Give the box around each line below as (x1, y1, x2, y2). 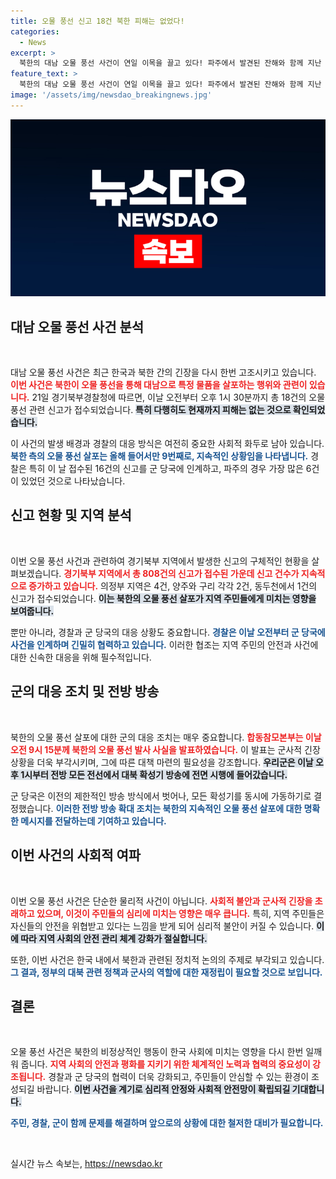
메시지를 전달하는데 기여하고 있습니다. (20, 815, 167, 827)
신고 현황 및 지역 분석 (10, 507, 132, 524)
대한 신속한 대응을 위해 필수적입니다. (10, 651, 152, 663)
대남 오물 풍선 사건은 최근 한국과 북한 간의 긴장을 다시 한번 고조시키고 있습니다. (10, 366, 317, 379)
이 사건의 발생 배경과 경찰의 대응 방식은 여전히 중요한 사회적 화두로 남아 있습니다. (10, 438, 325, 450)
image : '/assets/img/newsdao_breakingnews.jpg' (10, 90, 213, 100)
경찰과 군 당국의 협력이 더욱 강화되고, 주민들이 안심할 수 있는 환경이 (48, 1071, 310, 1083)
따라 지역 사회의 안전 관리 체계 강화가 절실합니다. (20, 932, 208, 944)
